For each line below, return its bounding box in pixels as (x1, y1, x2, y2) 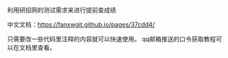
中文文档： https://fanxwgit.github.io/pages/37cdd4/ (7, 20, 155, 29)
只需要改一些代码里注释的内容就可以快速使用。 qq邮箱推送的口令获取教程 (7, 35, 216, 43)
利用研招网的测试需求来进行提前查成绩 (7, 6, 116, 14)
